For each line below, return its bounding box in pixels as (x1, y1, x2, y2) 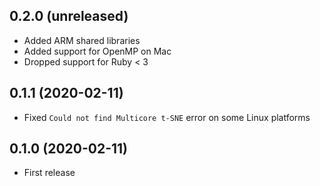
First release (23, 167, 76, 179)
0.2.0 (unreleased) (9, 8, 129, 25)
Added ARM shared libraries (23, 34, 141, 46)
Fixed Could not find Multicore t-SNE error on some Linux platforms (23, 111, 311, 123)
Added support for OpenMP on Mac (23, 45, 172, 57)
